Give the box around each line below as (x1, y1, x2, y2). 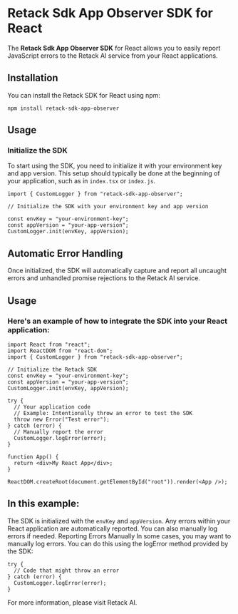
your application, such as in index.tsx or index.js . (7, 177, 155, 185)
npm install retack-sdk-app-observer (7, 105, 120, 112)
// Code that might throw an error (14, 567, 120, 574)
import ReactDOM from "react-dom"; (7, 347, 113, 354)
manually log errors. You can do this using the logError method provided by (7, 539, 229, 548)
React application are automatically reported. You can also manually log (7, 524, 218, 533)
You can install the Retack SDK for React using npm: (7, 91, 160, 99)
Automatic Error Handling (7, 247, 123, 260)
